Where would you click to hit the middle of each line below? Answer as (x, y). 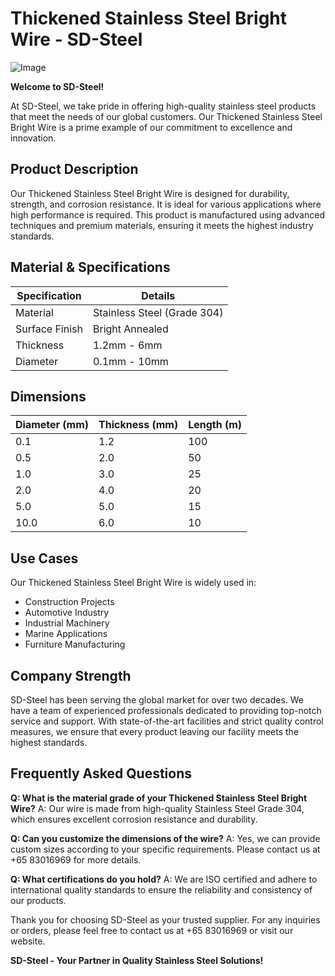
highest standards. (49, 742)
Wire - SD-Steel (76, 39)
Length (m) (215, 425)
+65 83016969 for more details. (76, 859)
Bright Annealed (130, 329)
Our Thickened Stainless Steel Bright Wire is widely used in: (133, 583)
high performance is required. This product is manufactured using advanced (167, 214)
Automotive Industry (67, 613)
